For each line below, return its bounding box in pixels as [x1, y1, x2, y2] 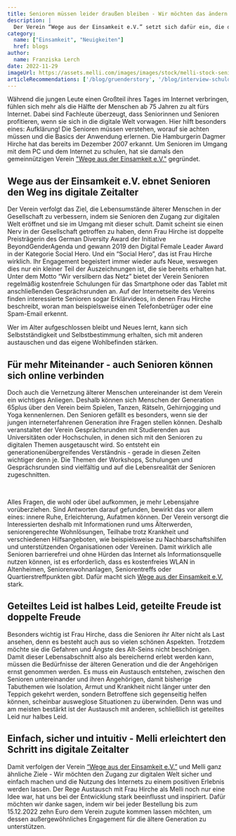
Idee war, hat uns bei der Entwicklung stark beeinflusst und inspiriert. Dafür [7, 792, 226, 801]
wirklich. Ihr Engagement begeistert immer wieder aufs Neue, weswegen [7, 258, 218, 266]
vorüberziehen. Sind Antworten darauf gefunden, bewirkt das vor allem [7, 505, 214, 514]
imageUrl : [7, 69, 37, 76]
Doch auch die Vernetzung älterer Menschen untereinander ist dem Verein [7, 388, 223, 396]
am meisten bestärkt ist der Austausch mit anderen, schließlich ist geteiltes [7, 704, 225, 713]
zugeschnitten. [7, 471, 51, 479]
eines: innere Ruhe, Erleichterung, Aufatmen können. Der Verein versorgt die [7, 513, 229, 521]
